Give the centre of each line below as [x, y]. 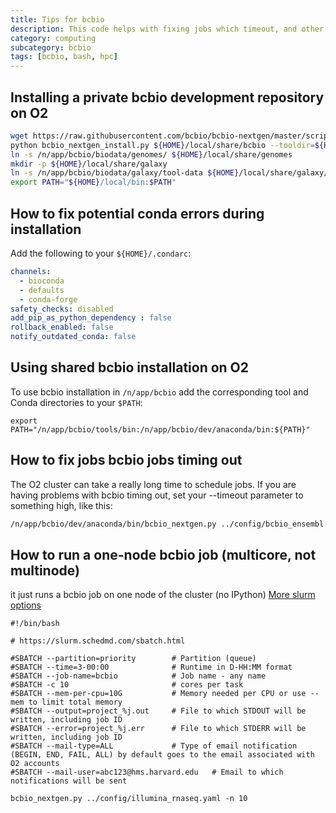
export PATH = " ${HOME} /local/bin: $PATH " [93, 182]
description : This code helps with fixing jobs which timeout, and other [167, 29]
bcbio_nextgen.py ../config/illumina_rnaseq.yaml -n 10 [129, 799]
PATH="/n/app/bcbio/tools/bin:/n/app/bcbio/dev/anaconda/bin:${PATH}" [160, 429]
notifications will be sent [69, 781]
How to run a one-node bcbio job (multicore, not [163, 554]
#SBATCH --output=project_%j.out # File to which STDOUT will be [158, 711]
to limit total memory [75, 702]
